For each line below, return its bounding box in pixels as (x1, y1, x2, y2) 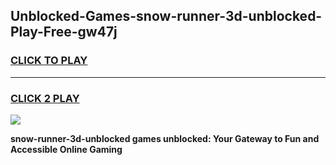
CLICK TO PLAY (10, 54, 88, 68)
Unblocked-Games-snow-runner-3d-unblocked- (10, 8, 323, 25)
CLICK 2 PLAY (10, 91, 80, 105)
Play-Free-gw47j (10, 24, 118, 41)
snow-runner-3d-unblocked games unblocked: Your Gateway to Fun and (10, 132, 320, 144)
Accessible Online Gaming (10, 143, 123, 155)
